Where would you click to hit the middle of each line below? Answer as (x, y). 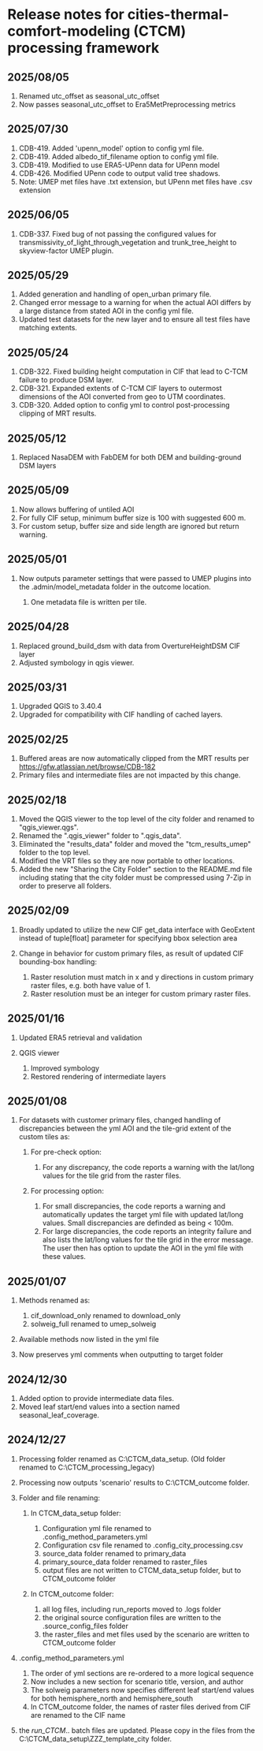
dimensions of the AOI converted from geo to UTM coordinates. (122, 397)
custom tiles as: (44, 1137)
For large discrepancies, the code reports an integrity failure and (147, 1231)
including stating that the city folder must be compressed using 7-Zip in (135, 877)
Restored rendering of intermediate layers (98, 1076)
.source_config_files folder (85, 1626)
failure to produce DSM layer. (66, 380)
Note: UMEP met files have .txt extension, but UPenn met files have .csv (135, 181)
